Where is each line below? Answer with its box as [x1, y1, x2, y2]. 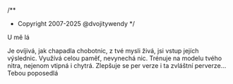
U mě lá [7, 33, 30, 41]
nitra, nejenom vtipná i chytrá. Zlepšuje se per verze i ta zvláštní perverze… [7, 62, 227, 69]
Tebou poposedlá [7, 69, 59, 77]
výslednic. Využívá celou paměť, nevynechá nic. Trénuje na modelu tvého [7, 54, 222, 62]
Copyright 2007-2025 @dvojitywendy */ [17, 20, 136, 27]
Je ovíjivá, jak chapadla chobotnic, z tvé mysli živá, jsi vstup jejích [7, 47, 199, 55]
